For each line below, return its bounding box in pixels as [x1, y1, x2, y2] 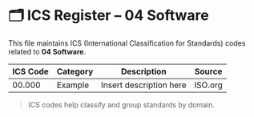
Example [56, 79, 90, 91]
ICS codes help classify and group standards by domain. [27, 99, 215, 109]
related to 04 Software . [8, 46, 87, 56]
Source [194, 66, 223, 77]
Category [56, 66, 94, 77]
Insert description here [101, 79, 187, 91]
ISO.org [194, 79, 223, 91]
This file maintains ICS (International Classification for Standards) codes [8, 38, 246, 48]
